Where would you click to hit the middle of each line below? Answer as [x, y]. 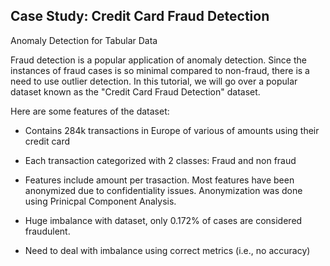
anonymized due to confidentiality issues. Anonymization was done [163, 190]
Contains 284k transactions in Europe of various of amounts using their [172, 130]
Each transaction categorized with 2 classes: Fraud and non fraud [160, 160]
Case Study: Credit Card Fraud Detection [140, 16]
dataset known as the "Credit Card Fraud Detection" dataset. [135, 91]
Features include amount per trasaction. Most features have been [159, 180]
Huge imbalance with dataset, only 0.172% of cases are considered [163, 220]
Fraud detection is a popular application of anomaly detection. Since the [158, 60]
